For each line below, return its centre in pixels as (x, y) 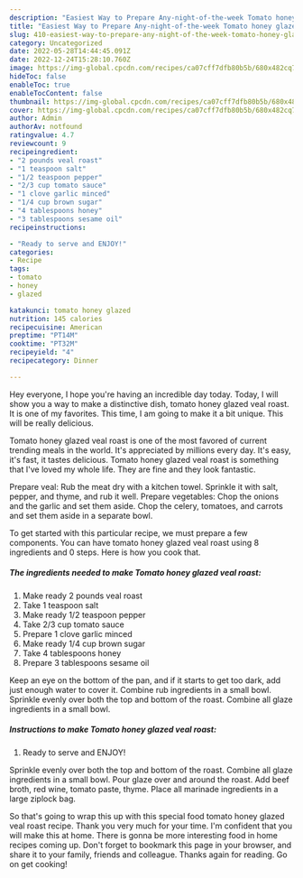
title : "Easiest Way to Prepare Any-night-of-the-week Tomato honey (141, 26)
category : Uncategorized (56, 43)
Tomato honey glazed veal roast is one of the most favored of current (138, 440)
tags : (19, 269)
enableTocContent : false (56, 93)
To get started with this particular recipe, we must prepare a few (129, 532)
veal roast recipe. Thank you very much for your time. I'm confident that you (151, 826)
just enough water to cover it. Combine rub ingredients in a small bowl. (141, 689)
